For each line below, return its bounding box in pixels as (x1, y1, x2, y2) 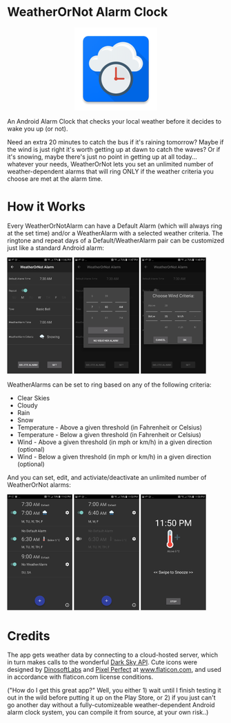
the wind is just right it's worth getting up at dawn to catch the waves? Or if (7, 145, 221, 153)
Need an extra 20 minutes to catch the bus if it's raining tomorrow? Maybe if (7, 137, 224, 146)
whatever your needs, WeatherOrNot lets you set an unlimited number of (7, 160, 214, 168)
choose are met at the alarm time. (7, 174, 103, 183)
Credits (7, 628, 50, 644)
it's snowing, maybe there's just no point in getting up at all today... (7, 153, 198, 161)
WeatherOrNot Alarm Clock (7, 4, 168, 20)
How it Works (7, 199, 86, 215)
